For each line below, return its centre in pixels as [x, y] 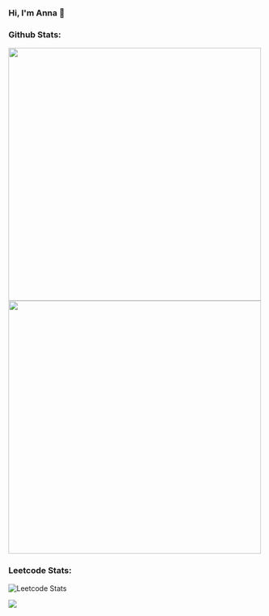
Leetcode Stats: [40, 571]
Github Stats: [35, 34]
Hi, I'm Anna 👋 [37, 13]
